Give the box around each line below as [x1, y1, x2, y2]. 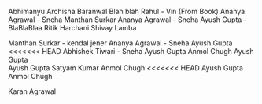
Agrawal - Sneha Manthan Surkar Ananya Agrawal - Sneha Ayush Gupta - [8, 15, 248, 24]
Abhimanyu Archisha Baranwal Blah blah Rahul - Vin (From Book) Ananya [8, 7, 245, 16]
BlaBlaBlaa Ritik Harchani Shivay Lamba [8, 23, 137, 32]
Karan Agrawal [8, 87, 57, 96]
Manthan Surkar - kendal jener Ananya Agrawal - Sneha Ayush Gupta [8, 38, 233, 48]
